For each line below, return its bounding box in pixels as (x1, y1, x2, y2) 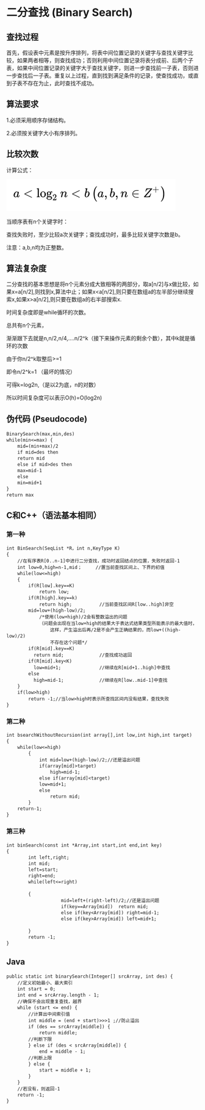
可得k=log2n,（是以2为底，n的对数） (6, 381, 99, 389)
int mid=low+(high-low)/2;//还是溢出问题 (38, 757, 140, 763)
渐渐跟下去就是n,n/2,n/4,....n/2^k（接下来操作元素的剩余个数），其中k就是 (6, 335, 190, 342)
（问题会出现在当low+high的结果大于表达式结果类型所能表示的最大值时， (38, 620, 197, 626)
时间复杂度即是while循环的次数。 (6, 309, 90, 316)
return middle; (38, 1030, 78, 1036)
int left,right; (28, 854, 70, 861)
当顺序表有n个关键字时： (6, 218, 69, 225)
